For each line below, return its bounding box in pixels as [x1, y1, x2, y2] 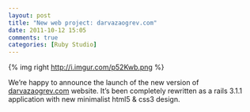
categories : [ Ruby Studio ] [8, 41, 97, 49]
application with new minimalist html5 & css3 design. [8, 95, 180, 104]
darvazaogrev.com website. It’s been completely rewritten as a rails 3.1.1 [8, 86, 243, 95]
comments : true [8, 33, 59, 42]
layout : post [8, 11, 51, 20]
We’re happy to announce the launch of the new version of [8, 78, 199, 88]
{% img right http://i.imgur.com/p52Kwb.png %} [8, 62, 165, 72]
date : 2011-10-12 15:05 [8, 26, 87, 34]
